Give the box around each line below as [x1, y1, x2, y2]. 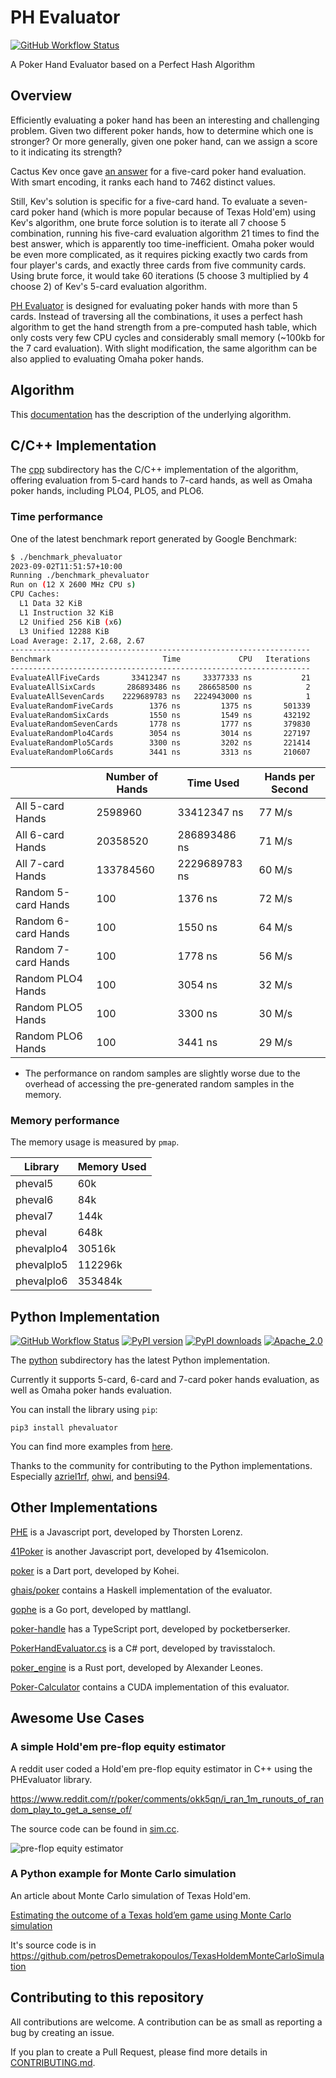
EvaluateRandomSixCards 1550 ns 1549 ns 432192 [10, 710, 311, 720]
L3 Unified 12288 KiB [19, 626, 110, 636]
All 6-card [15, 827, 65, 841]
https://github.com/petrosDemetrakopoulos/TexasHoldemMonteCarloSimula [10, 1949, 325, 1961]
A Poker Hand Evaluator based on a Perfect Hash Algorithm [10, 58, 256, 70]
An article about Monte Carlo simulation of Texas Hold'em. [10, 1889, 251, 1901]
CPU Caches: [10, 589, 60, 600]
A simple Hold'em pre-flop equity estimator [10, 1740, 226, 1754]
